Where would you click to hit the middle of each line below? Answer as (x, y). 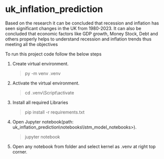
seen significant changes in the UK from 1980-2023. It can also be (73, 28)
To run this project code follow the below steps (53, 54)
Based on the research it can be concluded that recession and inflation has (82, 23)
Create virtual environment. (40, 63)
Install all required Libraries (40, 102)
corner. (20, 151)
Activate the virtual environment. (46, 83)
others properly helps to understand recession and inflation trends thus (79, 39)
